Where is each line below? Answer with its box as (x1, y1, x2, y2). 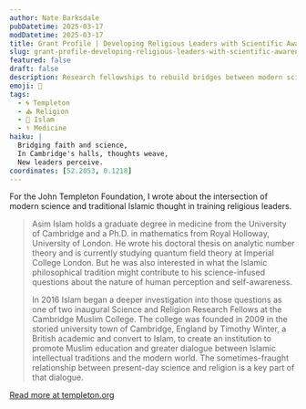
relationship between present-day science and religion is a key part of (31, 362, 295, 373)
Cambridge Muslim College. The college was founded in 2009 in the (31, 314, 289, 325)
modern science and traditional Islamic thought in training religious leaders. (9, 201, 292, 212)
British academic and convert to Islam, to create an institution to (31, 333, 271, 344)
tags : (9, 89, 30, 99)
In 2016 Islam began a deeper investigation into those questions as (31, 294, 282, 306)
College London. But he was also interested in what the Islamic (31, 257, 268, 268)
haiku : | (9, 132, 43, 142)
